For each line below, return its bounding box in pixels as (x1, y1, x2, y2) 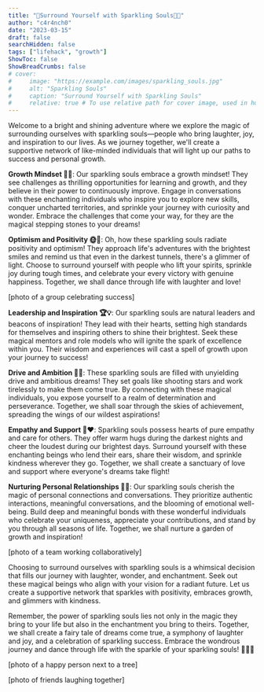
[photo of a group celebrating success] (8, 293, 135, 302)
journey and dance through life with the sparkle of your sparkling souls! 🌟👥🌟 (8, 645, 255, 654)
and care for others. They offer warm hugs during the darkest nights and (8, 433, 244, 443)
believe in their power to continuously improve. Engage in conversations (8, 186, 242, 196)
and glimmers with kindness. (8, 596, 101, 605)
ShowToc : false (8, 56, 58, 64)
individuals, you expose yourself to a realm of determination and (8, 393, 216, 403)
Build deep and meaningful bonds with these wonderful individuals (30, 507, 247, 517)
